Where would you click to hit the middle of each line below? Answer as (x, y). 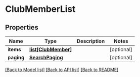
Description (91, 41)
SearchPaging (46, 58)
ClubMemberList (40, 9)
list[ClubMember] (51, 49)
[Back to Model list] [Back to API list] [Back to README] (62, 70)
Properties (22, 27)
